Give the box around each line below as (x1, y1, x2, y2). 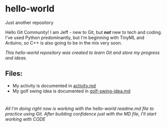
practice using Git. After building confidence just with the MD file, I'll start (5, 110, 156, 116)
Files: (5, 69, 22, 78)
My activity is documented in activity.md (12, 82, 96, 88)
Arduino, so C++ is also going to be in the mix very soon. (5, 39, 122, 45)
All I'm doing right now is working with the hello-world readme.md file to (5, 105, 154, 111)
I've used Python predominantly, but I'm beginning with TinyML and (5, 34, 144, 40)
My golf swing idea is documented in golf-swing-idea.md (12, 88, 131, 94)
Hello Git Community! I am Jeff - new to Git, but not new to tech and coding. (5, 29, 162, 35)
